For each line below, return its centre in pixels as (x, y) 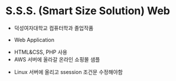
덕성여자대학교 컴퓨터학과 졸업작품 (54, 28)
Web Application (34, 40)
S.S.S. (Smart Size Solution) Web (88, 11)
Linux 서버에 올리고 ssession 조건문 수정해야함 (69, 72)
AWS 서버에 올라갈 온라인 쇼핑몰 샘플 (57, 59)
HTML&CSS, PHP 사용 (40, 52)
